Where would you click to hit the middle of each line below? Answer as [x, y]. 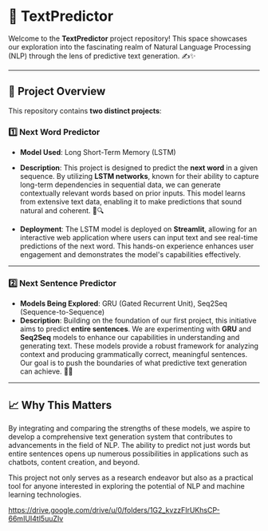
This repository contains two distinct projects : [85, 110]
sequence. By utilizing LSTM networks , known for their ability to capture [139, 176]
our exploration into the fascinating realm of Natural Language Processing [130, 46]
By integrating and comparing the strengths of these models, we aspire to [130, 428]
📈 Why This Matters [60, 405]
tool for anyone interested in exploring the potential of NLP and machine [126, 486]
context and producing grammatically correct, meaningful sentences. [134, 355]
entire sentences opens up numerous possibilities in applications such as [128, 454]
